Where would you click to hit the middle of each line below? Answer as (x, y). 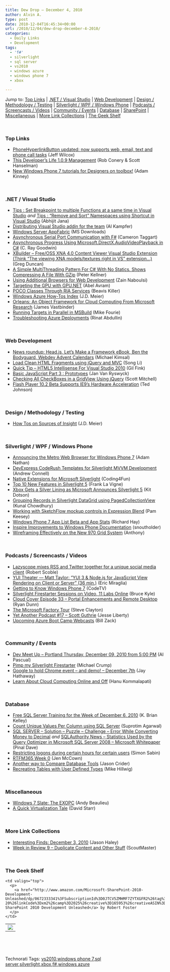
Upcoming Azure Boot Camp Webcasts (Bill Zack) (64, 620)
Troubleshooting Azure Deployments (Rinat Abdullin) (67, 318)
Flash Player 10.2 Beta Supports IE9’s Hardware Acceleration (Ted (81, 384)
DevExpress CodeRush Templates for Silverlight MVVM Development (84, 468)
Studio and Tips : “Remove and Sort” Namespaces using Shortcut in (83, 216)
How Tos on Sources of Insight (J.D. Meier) (57, 423)
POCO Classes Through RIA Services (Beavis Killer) (66, 291)
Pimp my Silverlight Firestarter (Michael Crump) (62, 665)
